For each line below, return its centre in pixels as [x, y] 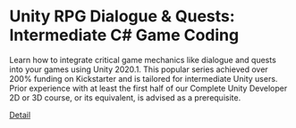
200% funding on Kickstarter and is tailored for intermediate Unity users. [144, 78]
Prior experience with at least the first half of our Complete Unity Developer [148, 88]
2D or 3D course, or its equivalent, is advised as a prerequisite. [125, 97]
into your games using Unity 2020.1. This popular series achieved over [139, 69]
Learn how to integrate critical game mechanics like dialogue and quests [143, 60]
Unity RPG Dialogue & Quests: [122, 16]
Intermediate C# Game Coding [124, 35]
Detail [20, 115]
